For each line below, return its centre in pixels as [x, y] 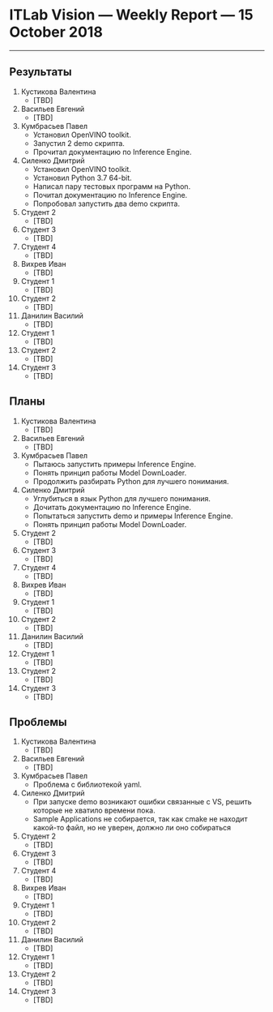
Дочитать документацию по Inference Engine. [112, 507]
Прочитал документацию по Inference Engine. [112, 152]
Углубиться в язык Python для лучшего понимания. [122, 498]
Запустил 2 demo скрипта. [79, 143]
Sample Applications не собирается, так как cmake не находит [140, 819]
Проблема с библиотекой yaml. [87, 785]
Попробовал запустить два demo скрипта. [107, 204]
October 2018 [56, 32]
